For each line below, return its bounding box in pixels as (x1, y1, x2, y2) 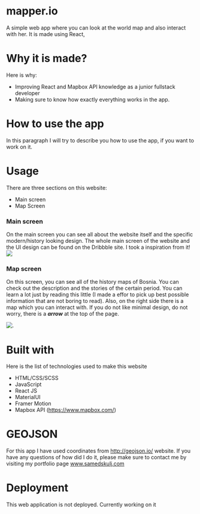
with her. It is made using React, (6, 30, 85, 37)
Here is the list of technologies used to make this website (6, 363, 147, 370)
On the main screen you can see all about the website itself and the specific (6, 231, 193, 238)
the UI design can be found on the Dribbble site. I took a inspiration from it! (6, 243, 190, 251)
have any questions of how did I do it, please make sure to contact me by (6, 454, 187, 461)
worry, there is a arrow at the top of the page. (6, 310, 120, 317)
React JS (14, 387, 38, 394)
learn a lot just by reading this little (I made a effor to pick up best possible (6, 291, 189, 298)
